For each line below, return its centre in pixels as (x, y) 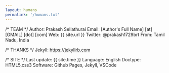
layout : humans (21, 10)
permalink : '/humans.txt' (32, 15)
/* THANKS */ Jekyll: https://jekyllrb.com (48, 50)
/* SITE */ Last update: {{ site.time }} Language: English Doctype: (73, 59)
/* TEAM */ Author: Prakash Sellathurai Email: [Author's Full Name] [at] (79, 29)
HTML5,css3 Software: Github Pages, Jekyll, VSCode (61, 65)
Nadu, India (17, 40)
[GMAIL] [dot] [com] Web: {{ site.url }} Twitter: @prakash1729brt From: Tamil (85, 34)
